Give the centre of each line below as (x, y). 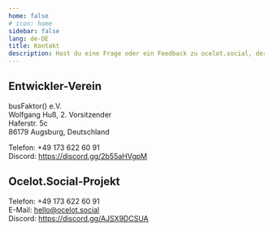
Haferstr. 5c (28, 123)
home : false (28, 16)
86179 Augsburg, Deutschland (59, 131)
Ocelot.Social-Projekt (64, 182)
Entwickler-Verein (55, 86)
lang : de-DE (28, 38)
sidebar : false (34, 31)
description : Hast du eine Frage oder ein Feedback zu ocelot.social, (130, 53)
